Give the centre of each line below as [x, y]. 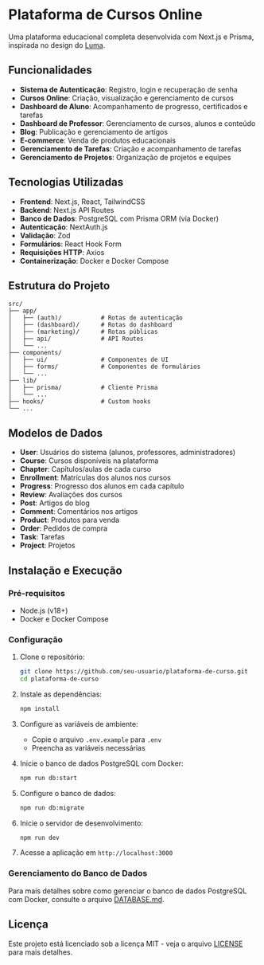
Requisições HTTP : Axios [62, 252]
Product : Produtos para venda [70, 520]
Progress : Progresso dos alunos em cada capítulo [102, 486]
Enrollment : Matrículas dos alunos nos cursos [95, 478]
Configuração [36, 639]
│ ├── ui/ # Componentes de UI [89, 360]
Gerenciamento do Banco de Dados [78, 873]
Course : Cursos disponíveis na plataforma [89, 461]
